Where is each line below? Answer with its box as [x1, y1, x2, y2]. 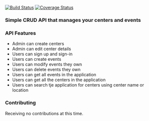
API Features [5, 30, 37, 36]
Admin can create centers [12, 41, 64, 47]
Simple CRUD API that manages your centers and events [5, 17, 141, 23]
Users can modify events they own [12, 61, 82, 68]
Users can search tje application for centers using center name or [12, 82, 145, 88]
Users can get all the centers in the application [12, 77, 106, 83]
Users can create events [12, 56, 62, 62]
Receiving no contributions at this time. [5, 110, 84, 116]
